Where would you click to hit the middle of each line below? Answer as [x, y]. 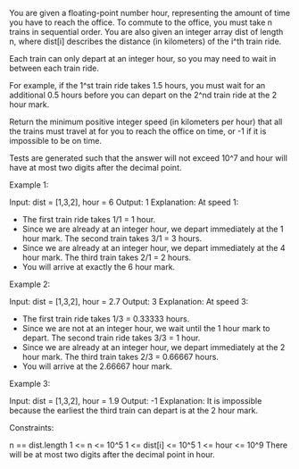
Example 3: [30, 384]
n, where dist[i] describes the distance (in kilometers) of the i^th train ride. [145, 41]
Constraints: [32, 427]
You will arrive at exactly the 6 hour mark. [99, 267]
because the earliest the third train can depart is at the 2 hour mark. [134, 410]
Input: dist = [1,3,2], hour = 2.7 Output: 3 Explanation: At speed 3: [129, 301]
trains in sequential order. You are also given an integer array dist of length [146, 32]
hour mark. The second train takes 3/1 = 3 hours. [112, 239]
